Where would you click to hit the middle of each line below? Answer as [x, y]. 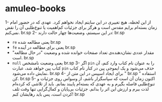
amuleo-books [35, 9]
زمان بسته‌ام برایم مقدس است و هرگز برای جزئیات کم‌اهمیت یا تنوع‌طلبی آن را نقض [81, 27]
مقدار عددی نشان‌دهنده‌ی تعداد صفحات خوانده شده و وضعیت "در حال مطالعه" [83, 52]
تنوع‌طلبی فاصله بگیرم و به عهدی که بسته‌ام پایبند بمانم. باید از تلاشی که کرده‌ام [83, 83]
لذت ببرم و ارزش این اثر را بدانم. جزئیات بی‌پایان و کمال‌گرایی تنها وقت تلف [81, 89]
